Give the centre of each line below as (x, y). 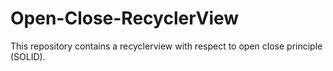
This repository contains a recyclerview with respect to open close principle (166, 46)
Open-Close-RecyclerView (125, 18)
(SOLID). (28, 56)
